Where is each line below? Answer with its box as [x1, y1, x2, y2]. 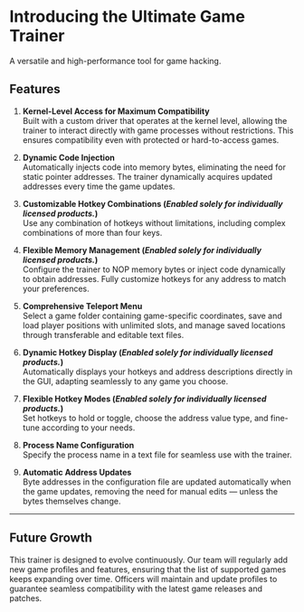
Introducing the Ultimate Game [9, 6, 246, 27]
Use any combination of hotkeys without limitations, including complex [22, 217, 287, 228]
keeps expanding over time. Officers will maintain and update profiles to [9, 573, 278, 584]
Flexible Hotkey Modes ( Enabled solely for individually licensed [22, 393, 267, 404]
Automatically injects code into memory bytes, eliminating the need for [22, 161, 287, 173]
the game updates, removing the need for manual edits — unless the [22, 485, 279, 496]
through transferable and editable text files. [22, 329, 185, 340]
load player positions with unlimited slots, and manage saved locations [22, 319, 286, 331]
